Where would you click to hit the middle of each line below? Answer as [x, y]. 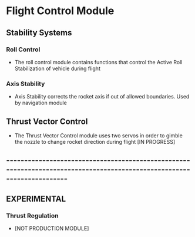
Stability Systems [39, 33]
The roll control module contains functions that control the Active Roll [98, 62]
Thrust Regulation [32, 215]
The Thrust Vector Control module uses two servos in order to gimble [99, 135]
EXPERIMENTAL [36, 199]
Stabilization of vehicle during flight [58, 68]
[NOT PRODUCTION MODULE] [52, 229]
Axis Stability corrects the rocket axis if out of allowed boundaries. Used [102, 97]
